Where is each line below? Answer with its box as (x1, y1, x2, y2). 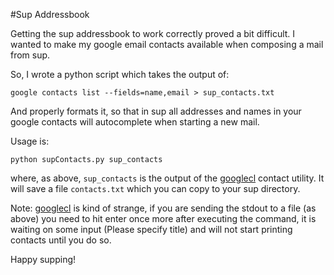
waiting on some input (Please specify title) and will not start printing (10, 224, 293, 235)
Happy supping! (10, 254, 77, 265)
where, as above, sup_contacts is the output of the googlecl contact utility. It (10, 172, 325, 184)
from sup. (10, 49, 51, 61)
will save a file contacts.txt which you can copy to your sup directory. (10, 183, 301, 194)
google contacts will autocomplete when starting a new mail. (10, 116, 260, 128)
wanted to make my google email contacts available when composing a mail (10, 39, 324, 50)
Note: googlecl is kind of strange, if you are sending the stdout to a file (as (10, 202, 317, 214)
